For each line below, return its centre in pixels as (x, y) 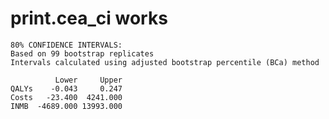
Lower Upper (88, 80)
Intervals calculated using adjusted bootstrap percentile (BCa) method (165, 62)
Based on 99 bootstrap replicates (82, 53)
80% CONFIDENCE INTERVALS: (66, 45)
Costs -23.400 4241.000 (66, 97)
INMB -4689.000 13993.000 (66, 106)
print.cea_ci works (89, 18)
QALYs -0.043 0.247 (66, 88)
